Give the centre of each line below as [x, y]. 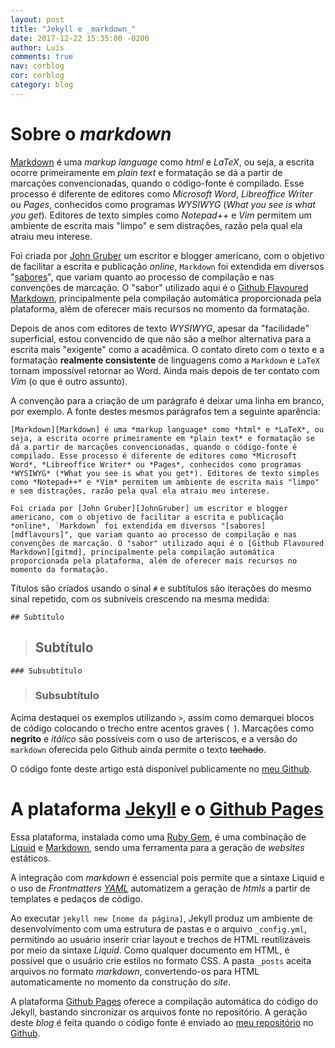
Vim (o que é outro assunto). [69, 381]
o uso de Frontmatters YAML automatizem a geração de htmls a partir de [160, 888]
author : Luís [37, 47]
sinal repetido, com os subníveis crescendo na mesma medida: [140, 598]
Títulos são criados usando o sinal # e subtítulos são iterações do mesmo [161, 588]
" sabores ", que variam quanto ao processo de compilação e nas [142, 277]
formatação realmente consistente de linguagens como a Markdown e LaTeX [165, 360]
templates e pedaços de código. [76, 898]
